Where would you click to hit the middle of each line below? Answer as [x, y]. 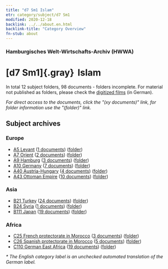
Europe [15, 138]
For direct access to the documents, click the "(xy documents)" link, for [81, 102]
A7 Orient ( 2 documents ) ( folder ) [47, 155]
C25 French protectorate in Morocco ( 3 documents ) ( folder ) [76, 236]
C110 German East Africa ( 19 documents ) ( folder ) [65, 247]
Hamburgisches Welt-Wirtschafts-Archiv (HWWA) [70, 52]
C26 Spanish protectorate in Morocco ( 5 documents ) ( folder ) [77, 241]
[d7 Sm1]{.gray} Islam [53, 73]
